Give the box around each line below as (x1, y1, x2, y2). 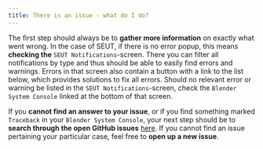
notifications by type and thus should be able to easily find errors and (8, 58, 233, 67)
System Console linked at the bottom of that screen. (8, 91, 173, 100)
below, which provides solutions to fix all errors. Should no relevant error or (8, 74, 252, 84)
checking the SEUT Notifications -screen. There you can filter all (8, 49, 219, 59)
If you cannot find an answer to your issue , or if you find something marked (8, 107, 255, 116)
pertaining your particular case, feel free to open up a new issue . (8, 131, 219, 141)
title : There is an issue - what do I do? (8, 11, 149, 20)
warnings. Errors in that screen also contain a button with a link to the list (8, 66, 244, 75)
